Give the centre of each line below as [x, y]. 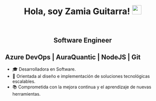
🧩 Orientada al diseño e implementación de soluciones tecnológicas [81, 76]
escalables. [24, 81]
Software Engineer [83, 40]
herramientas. [26, 94]
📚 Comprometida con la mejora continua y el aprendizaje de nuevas [82, 87]
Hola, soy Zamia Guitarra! [77, 12]
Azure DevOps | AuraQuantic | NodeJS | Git [73, 57]
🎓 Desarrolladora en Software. [44, 69]
